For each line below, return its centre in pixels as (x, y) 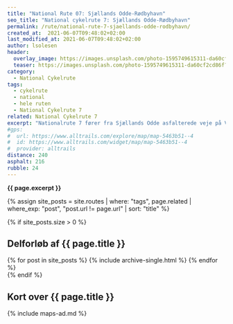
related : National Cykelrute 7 (52, 116)
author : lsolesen (32, 46)
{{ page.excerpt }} (34, 188)
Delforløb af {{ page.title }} (67, 244)
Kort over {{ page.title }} (61, 297)
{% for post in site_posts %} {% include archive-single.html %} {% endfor (113, 260)
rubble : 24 (23, 168)
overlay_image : (35, 59)
